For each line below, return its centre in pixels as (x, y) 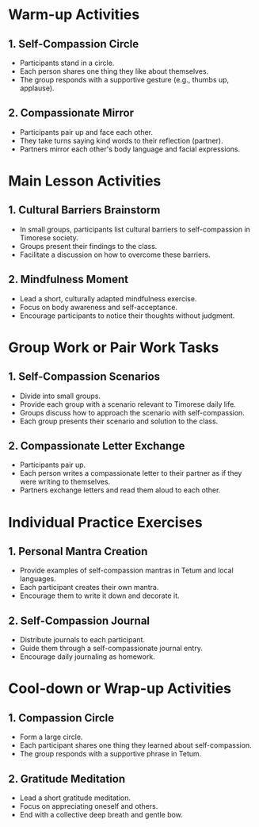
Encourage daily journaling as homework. (88, 657)
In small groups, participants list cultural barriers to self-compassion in (135, 229)
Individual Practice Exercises (106, 522)
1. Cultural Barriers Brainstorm (84, 211)
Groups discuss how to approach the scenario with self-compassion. (132, 412)
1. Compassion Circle (61, 718)
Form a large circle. (51, 737)
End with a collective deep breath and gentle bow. (101, 815)
